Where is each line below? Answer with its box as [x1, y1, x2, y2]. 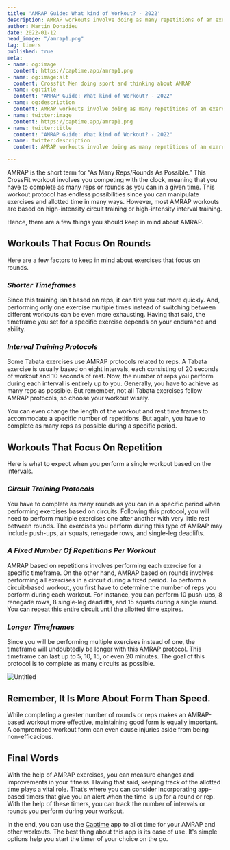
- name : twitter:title [7, 125, 72, 131]
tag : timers [7, 42, 41, 49]
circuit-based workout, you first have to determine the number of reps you [7, 583, 217, 591]
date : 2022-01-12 [7, 29, 57, 36]
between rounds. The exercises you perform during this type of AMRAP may [7, 521, 223, 530]
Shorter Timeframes [7, 280, 77, 289]
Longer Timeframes [7, 622, 75, 632]
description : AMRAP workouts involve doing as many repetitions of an [7, 16, 213, 23]
